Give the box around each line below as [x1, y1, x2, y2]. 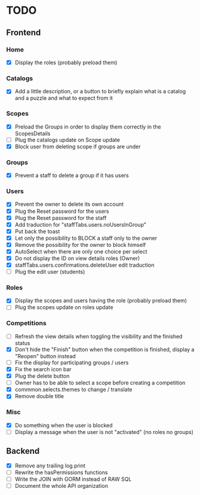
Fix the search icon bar [14, 366, 72, 373]
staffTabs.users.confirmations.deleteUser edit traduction [14, 261, 155, 268]
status [14, 339, 30, 347]
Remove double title [14, 393, 64, 400]
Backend [6, 446, 40, 456]
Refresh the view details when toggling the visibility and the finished [14, 332, 183, 340]
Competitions [6, 319, 47, 328]
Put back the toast [14, 228, 60, 235]
